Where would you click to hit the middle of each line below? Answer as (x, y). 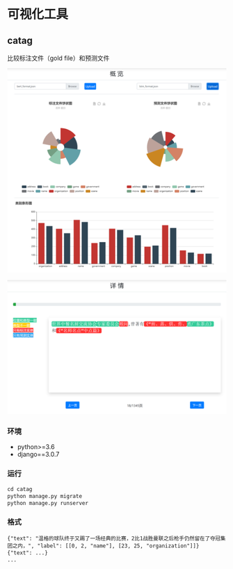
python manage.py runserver (48, 503)
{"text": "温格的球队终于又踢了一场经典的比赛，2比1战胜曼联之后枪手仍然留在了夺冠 (114, 538)
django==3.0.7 (38, 454)
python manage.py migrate (45, 496)
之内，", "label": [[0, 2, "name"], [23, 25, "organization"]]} (106, 546)
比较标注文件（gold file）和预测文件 (58, 58)
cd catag (20, 490)
